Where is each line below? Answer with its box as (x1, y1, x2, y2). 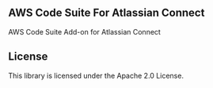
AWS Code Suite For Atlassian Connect (8, 6, 205, 20)
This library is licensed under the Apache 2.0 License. (8, 71, 184, 80)
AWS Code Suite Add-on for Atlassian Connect (8, 27, 161, 36)
